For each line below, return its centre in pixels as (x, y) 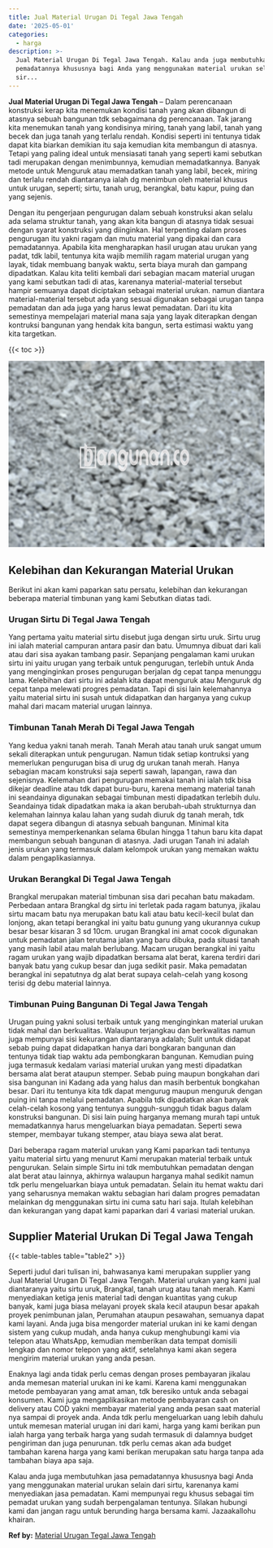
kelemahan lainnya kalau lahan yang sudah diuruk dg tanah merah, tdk (126, 814)
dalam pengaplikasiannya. (52, 857)
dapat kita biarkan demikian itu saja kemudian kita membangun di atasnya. (133, 145)
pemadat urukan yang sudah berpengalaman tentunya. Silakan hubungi (128, 1502)
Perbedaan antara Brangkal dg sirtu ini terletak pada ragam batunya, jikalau (135, 905)
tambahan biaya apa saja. (51, 1461)
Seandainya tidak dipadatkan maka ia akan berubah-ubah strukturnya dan (132, 805)
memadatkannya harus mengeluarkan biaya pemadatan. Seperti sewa (125, 1126)
